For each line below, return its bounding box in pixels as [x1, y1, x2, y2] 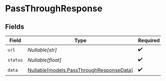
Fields [5, 23, 25, 31]
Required [138, 37, 160, 44]
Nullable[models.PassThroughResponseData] [28, 67, 133, 74]
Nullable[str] [28, 46, 57, 53]
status [7, 57, 23, 63]
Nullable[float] [28, 56, 62, 63]
